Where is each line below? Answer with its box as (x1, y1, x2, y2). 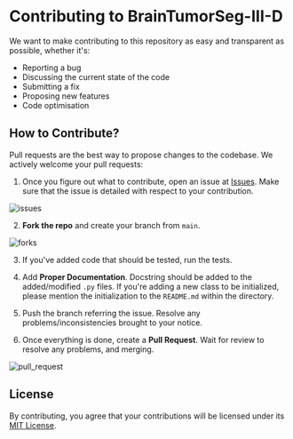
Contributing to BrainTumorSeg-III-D (9, 6, 283, 27)
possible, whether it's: (9, 44, 91, 55)
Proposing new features (21, 91, 110, 101)
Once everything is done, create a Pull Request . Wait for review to (21, 334, 265, 345)
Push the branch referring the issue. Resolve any (21, 307, 202, 318)
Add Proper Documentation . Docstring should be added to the (21, 271, 253, 282)
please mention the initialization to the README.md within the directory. (21, 291, 274, 301)
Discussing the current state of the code (21, 71, 170, 82)
